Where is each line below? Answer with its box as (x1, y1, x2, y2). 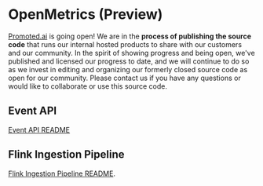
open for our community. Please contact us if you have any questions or (8, 73, 241, 82)
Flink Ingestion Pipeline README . (8, 169, 116, 178)
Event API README (8, 125, 71, 134)
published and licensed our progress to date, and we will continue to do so (8, 57, 250, 66)
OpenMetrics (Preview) (8, 5, 163, 24)
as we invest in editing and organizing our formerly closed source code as (8, 64, 248, 74)
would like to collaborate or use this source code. (8, 81, 167, 91)
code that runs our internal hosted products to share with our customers (8, 39, 242, 49)
